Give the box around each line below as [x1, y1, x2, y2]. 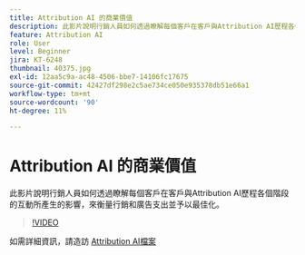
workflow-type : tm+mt [9, 89, 92, 98]
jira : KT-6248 [9, 55, 64, 64]
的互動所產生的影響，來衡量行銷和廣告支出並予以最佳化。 [9, 199, 224, 210]
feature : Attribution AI [9, 30, 103, 39]
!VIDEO [31, 217, 59, 228]
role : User [9, 38, 51, 48]
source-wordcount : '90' [9, 97, 100, 107]
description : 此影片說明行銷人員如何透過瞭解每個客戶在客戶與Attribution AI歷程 [9, 22, 289, 31]
